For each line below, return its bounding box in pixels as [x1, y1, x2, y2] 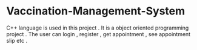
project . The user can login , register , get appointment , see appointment [6, 30, 191, 37]
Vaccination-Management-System [6, 4, 185, 18]
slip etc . [6, 37, 28, 44]
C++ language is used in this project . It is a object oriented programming [6, 24, 189, 31]
